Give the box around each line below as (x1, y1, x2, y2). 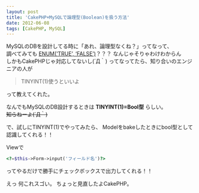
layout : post (6, 8, 39, 15)
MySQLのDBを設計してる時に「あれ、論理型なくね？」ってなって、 (6, 43, 173, 50)
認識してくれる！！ (6, 131, 54, 138)
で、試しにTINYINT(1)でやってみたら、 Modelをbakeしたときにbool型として (6, 123, 194, 131)
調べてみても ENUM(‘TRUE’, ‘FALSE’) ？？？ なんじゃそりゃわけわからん (6, 50, 182, 58)
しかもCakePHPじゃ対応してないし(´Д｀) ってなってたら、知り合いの (6, 58, 177, 65)
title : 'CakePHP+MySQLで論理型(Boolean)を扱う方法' (6, 14, 130, 20)
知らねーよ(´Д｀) (6, 111, 48, 118)
